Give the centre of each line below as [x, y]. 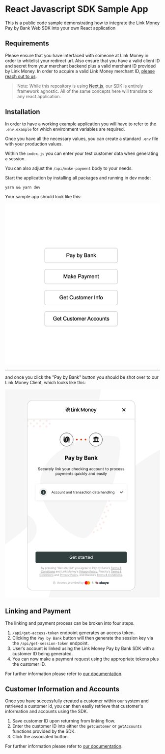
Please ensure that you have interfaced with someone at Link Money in [77, 55]
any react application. [39, 96]
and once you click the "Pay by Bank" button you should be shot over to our [82, 377]
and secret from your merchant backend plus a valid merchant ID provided [81, 66]
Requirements [27, 44]
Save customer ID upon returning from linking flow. [64, 721]
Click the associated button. [41, 737]
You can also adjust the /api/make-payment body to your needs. [69, 168]
